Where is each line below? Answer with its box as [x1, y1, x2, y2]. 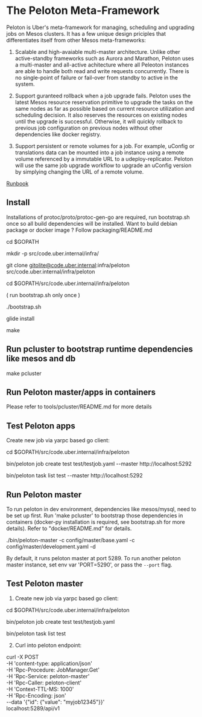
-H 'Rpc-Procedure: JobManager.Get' [6, 666, 100, 673]
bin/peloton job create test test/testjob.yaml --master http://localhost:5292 [6, 460, 192, 468]
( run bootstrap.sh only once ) [6, 291, 80, 298]
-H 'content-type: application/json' [6, 660, 92, 667]
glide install [6, 315, 35, 322]
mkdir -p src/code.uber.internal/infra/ [6, 249, 99, 257]
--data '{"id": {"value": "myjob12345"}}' [6, 698, 105, 706]
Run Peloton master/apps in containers [6, 387, 156, 397]
